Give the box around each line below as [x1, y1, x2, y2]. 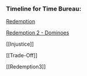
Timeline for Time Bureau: [6, 5, 82, 13]
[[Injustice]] [6, 40, 34, 48]
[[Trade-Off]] [6, 52, 38, 59]
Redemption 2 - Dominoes [6, 29, 69, 36]
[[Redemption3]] [6, 63, 46, 70]
